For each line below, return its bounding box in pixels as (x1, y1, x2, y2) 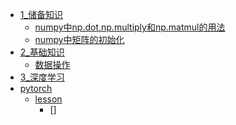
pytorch (19, 83, 53, 94)
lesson (34, 93, 63, 105)
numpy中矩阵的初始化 (34, 34, 125, 45)
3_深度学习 (19, 71, 65, 83)
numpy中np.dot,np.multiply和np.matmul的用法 (34, 21, 226, 33)
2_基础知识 (19, 46, 65, 58)
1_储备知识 (19, 9, 63, 20)
